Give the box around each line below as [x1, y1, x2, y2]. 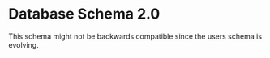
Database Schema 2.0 [8, 5, 161, 23]
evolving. [8, 39, 39, 49]
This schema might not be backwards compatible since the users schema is [8, 31, 262, 41]
